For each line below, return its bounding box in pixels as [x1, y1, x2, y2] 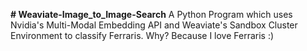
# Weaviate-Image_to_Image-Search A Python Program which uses [10, 9, 293, 20]
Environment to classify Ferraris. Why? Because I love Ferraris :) [10, 30, 275, 41]
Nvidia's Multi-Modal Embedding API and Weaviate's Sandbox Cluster [10, 19, 298, 31]
